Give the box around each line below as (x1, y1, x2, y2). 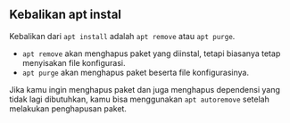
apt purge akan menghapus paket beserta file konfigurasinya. (21, 67, 250, 78)
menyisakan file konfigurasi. (21, 57, 127, 68)
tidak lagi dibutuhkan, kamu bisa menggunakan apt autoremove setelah (9, 94, 269, 104)
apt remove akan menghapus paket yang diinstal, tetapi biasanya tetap (21, 48, 281, 59)
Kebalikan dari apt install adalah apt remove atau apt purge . (9, 30, 236, 41)
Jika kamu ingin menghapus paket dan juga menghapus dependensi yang (9, 84, 281, 94)
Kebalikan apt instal (9, 7, 122, 22)
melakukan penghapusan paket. (9, 102, 128, 114)
